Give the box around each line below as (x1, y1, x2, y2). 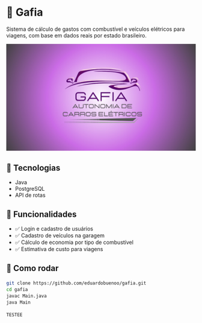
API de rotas (14, 191, 46, 199)
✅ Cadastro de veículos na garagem (14, 232, 105, 239)
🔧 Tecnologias (6, 162, 61, 173)
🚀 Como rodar (6, 263, 59, 273)
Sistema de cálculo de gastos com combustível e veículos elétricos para (6, 25, 185, 33)
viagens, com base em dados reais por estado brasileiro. (6, 31, 147, 39)
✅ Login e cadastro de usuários (14, 225, 94, 232)
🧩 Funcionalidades (6, 209, 77, 219)
